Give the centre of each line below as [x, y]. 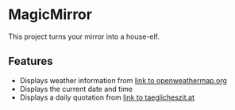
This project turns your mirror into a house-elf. [84, 36]
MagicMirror [50, 15]
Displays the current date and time [76, 89]
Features [31, 61]
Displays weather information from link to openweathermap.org [123, 80]
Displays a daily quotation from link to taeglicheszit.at [107, 97]
